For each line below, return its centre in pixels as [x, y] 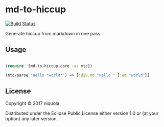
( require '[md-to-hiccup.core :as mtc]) [49, 66]
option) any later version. [31, 119]
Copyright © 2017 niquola [32, 103]
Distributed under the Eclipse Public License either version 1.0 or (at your [82, 113]
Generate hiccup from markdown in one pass [53, 33]
